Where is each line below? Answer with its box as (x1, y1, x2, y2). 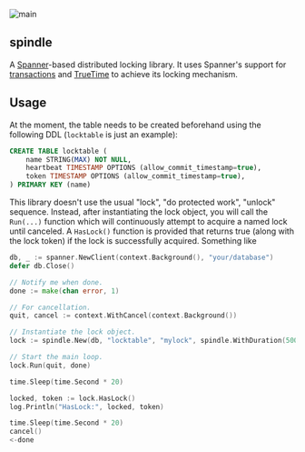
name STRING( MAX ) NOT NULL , (25, 155, 132, 164)
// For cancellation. (9, 303, 92, 312)
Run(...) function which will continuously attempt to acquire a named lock (9, 216, 288, 226)
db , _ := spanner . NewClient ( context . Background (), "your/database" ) (9, 253, 274, 262)
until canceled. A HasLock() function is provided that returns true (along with (9, 226, 295, 236)
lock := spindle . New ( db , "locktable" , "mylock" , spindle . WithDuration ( (9, 336, 286, 346)
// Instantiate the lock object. (9, 327, 136, 336)
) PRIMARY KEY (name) (9, 180, 92, 190)
